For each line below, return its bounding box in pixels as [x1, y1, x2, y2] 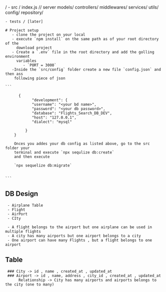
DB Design [5, 189, 38, 198]
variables [16, 58, 37, 63]
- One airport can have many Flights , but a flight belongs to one [7, 238, 153, 243]
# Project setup [5, 28, 39, 33]
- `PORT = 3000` [23, 63, 57, 68]
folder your [5, 146, 30, 150]
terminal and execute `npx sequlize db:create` [14, 150, 114, 155]
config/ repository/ [5, 9, 44, 15]
